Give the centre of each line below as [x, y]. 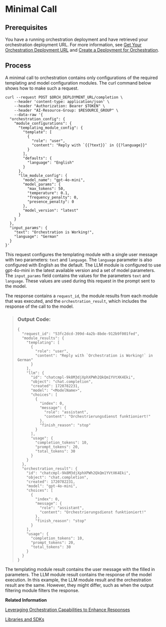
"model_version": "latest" [51, 210]
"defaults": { [37, 158]
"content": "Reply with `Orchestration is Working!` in [94, 356]
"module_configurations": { [43, 123]
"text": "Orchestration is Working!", [54, 232]
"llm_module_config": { [43, 176]
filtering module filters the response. [42, 591]
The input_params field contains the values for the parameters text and [78, 275]
